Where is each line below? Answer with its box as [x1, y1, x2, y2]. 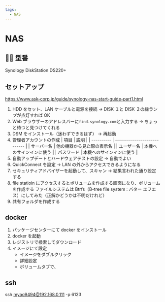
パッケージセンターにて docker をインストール [12, 227, 107, 233]
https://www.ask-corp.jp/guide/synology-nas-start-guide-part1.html [5, 96, 143, 102]
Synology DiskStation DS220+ [5, 67, 66, 73]
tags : [5, 7, 16, 12]
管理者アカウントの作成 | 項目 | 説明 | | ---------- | [12, 137, 114, 143]
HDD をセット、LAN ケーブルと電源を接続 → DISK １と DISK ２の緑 [12, 106, 149, 112]
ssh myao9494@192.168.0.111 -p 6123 [5, 291, 82, 297]
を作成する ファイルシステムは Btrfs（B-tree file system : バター [12, 186, 142, 192]
